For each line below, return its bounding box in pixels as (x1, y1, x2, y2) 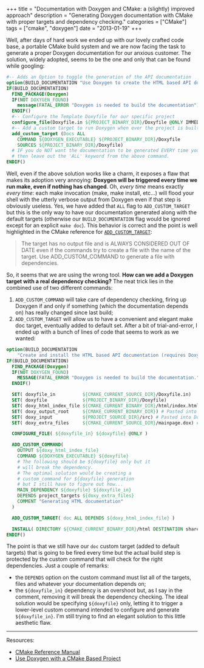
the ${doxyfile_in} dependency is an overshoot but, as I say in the (15, 587, 183, 594)
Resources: (6, 636, 35, 644)
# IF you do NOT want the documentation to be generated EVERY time (12, 147, 189, 154)
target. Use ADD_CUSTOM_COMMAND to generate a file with (21, 253, 175, 260)
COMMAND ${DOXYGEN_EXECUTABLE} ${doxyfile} (17, 453, 129, 459)
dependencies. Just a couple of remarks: (6, 562, 109, 569)
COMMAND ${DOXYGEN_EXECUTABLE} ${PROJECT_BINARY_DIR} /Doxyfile (17, 136, 181, 142)
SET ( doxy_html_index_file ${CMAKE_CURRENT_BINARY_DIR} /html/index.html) (12, 403, 202, 409)
